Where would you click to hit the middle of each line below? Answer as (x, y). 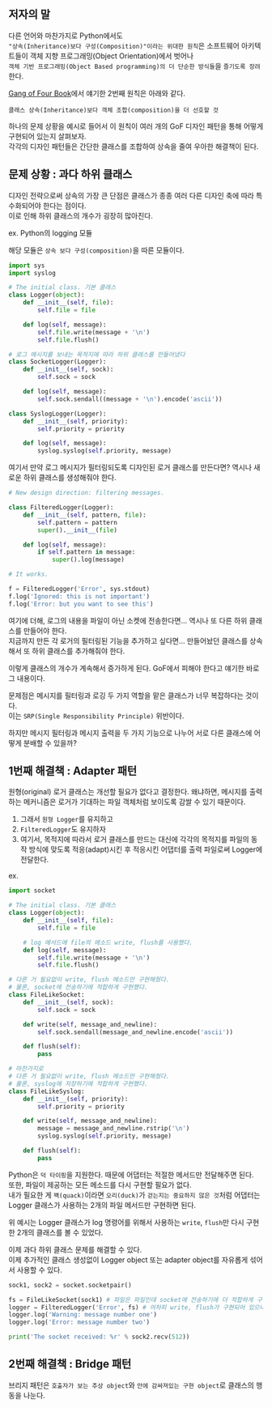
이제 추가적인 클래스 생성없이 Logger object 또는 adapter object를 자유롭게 (128, 1259)
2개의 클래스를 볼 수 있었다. (60, 1232)
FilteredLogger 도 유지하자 (63, 829)
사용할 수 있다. (40, 1270)
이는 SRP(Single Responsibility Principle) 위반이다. (96, 716)
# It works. (28, 574)
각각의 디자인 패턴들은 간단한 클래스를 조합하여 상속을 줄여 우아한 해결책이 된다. (134, 146)
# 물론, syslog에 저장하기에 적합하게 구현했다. (78, 1083)
